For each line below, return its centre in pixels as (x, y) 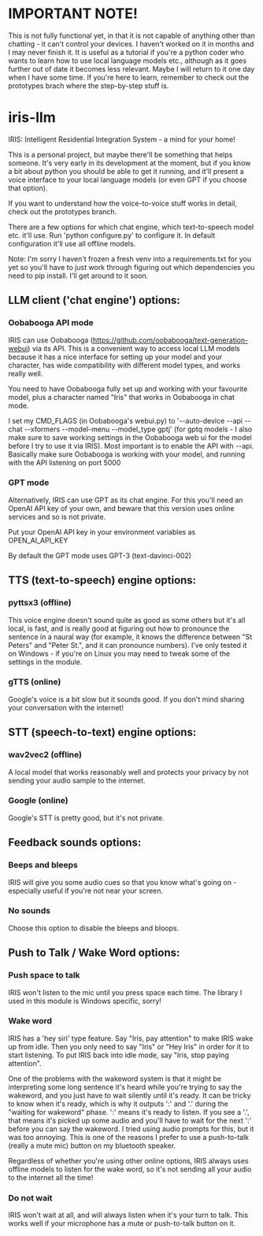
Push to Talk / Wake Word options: (94, 953)
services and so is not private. (57, 516)
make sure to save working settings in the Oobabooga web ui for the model (130, 437)
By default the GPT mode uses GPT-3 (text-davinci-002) (100, 555)
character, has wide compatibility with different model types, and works (124, 365)
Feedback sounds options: (75, 843)
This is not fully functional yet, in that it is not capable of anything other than (132, 35)
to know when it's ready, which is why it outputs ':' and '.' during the (118, 1104)
